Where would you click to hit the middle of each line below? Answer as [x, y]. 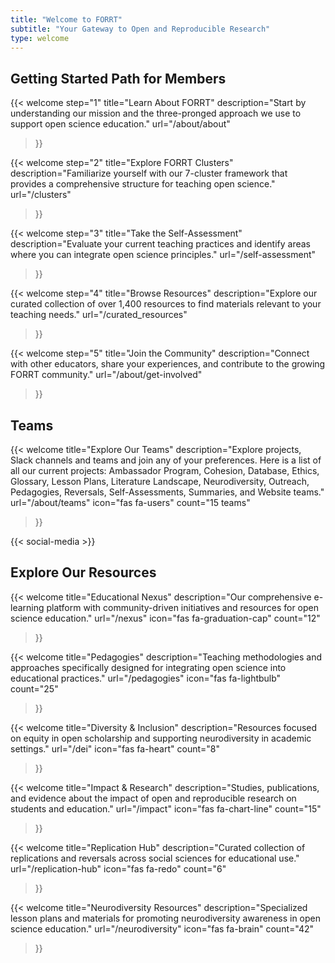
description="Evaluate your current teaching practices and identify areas [160, 244]
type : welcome [40, 38]
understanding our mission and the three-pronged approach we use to [156, 113]
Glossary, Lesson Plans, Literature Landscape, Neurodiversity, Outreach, [160, 481]
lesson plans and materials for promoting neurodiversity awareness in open [166, 918]
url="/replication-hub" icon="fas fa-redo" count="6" [118, 868]
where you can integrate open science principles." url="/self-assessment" [163, 255]
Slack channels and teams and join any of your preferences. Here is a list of [166, 460]
